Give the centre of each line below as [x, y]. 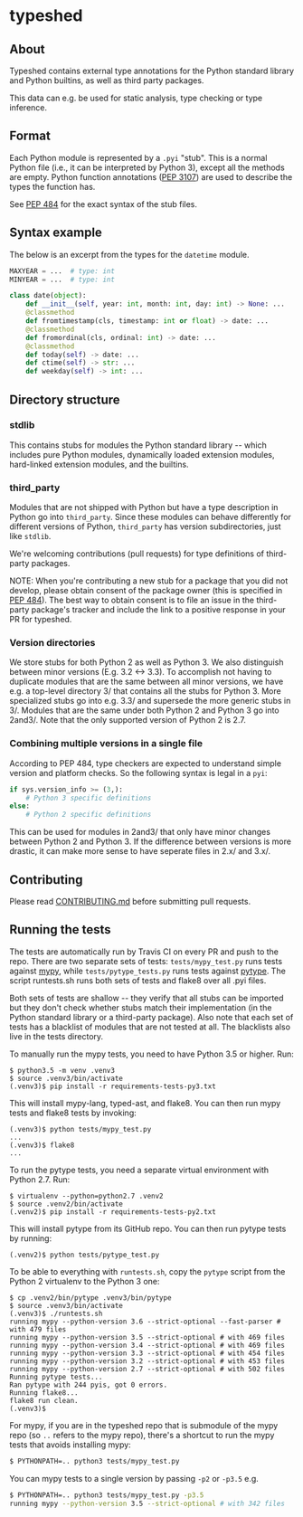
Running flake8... [44, 1393]
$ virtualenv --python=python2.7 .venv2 [87, 1196]
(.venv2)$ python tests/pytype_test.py [85, 1255]
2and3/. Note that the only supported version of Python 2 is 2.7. [128, 720]
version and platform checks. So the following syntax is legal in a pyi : [139, 773]
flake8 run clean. [44, 1400]
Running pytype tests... [56, 1377]
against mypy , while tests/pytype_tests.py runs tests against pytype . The [148, 971]
